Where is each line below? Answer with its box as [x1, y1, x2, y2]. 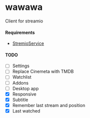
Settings [12, 63, 30, 69]
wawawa [5, 1, 43, 13]
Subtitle [12, 97, 28, 103]
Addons [12, 80, 29, 86]
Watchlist [12, 74, 32, 80]
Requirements [5, 29, 35, 35]
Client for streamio [5, 18, 43, 24]
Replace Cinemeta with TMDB [12, 69, 74, 75]
